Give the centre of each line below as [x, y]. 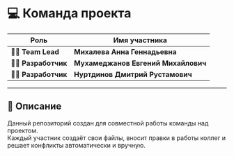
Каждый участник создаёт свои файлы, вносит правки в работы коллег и [117, 138]
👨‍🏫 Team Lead [35, 51]
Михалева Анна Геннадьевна [125, 51]
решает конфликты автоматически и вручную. [77, 145]
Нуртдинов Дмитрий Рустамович [133, 74]
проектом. [23, 130]
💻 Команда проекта [69, 14]
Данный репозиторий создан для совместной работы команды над [108, 123]
